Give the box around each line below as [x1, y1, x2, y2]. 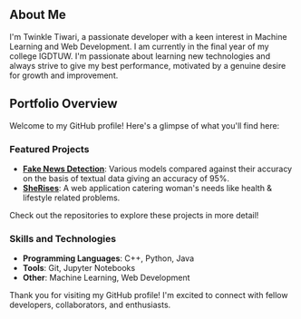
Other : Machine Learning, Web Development [22, 272, 190, 284]
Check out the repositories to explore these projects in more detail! [9, 209, 259, 220]
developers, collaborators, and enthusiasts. [9, 299, 171, 311]
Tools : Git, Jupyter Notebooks [22, 263, 136, 274]
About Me [9, 7, 66, 23]
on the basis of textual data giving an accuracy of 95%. [22, 172, 229, 184]
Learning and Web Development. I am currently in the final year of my [9, 41, 269, 52]
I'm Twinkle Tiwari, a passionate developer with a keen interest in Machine [9, 31, 287, 42]
